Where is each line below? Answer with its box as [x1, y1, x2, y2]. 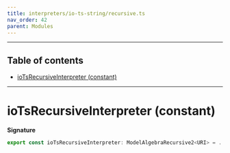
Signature [7, 126, 36, 134]
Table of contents [7, 54, 84, 66]
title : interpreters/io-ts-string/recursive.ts [7, 10, 146, 17]
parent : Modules [7, 23, 53, 30]
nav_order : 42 [7, 16, 48, 23]
